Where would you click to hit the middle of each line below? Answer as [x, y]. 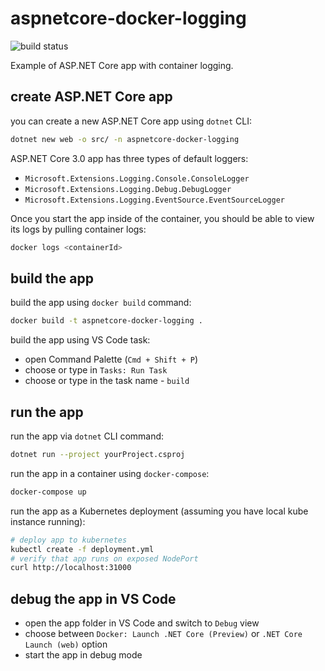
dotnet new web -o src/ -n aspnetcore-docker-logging [125, 139]
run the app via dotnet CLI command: [87, 436]
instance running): [48, 521]
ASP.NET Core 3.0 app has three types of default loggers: [129, 158]
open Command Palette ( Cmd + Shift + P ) [111, 359]
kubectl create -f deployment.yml [82, 549]
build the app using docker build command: [101, 303]
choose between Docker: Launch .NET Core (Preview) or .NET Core [163, 634]
